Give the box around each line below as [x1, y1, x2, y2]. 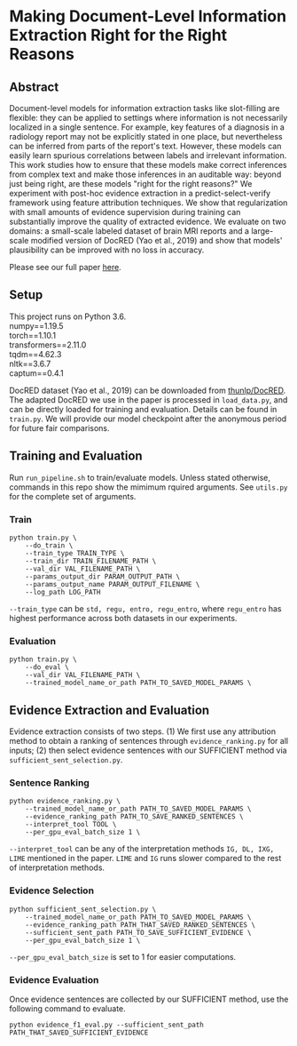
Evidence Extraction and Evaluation [9, 702, 210, 717]
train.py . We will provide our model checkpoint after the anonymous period [9, 413, 287, 424]
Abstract [9, 79, 59, 94]
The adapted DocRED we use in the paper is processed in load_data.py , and [9, 394, 288, 405]
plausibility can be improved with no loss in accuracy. [9, 244, 205, 255]
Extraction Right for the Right [9, 25, 228, 45]
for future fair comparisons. [9, 422, 110, 433]
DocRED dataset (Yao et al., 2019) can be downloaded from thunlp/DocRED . [9, 385, 286, 395]
